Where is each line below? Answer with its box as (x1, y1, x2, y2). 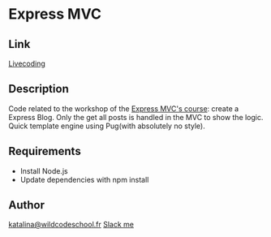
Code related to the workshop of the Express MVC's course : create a (8, 103, 239, 114)
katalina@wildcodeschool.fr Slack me (8, 220, 134, 230)
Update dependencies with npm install (19, 175, 149, 184)
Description (8, 82, 69, 96)
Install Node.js (19, 166, 68, 175)
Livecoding (8, 58, 46, 68)
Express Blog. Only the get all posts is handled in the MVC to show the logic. (8, 112, 264, 122)
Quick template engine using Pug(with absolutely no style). (8, 121, 205, 131)
